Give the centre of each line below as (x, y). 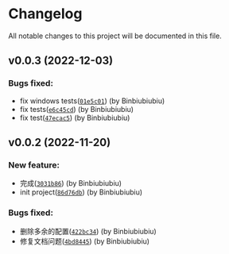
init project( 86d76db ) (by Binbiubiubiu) (81, 192)
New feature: (34, 165)
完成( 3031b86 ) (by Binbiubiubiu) (70, 183)
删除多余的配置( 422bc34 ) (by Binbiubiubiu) (88, 231)
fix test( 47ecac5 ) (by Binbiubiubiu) (75, 117)
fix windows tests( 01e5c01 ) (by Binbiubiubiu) (92, 101)
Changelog (45, 14)
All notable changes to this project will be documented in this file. (115, 36)
